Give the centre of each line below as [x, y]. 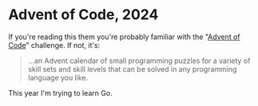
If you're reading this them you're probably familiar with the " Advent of [125, 37]
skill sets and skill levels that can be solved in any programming [132, 69]
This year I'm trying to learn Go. [61, 92]
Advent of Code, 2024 [83, 15]
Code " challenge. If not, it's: [54, 45]
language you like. [58, 77]
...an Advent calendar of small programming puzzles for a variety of [139, 61]
